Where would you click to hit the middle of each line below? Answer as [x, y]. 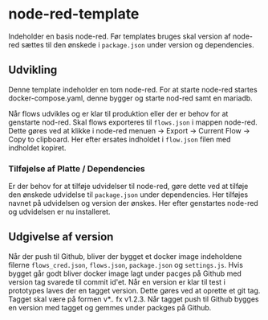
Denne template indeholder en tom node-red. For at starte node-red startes [133, 89]
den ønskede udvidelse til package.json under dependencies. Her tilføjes [128, 195]
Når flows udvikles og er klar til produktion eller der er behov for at [118, 113]
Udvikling [33, 70]
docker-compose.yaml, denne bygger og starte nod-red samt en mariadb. [130, 98]
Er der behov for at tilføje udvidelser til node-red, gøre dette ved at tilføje [128, 187]
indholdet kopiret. [37, 148]
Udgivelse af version [61, 237]
